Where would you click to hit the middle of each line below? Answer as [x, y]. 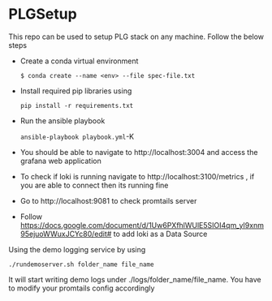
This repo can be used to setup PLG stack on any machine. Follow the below [136, 37]
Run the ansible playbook [63, 120]
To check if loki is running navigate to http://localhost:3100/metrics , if [137, 176]
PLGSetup [43, 14]
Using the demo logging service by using [77, 249]
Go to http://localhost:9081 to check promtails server [108, 200]
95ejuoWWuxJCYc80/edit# [66, 234]
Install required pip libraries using [76, 91]
